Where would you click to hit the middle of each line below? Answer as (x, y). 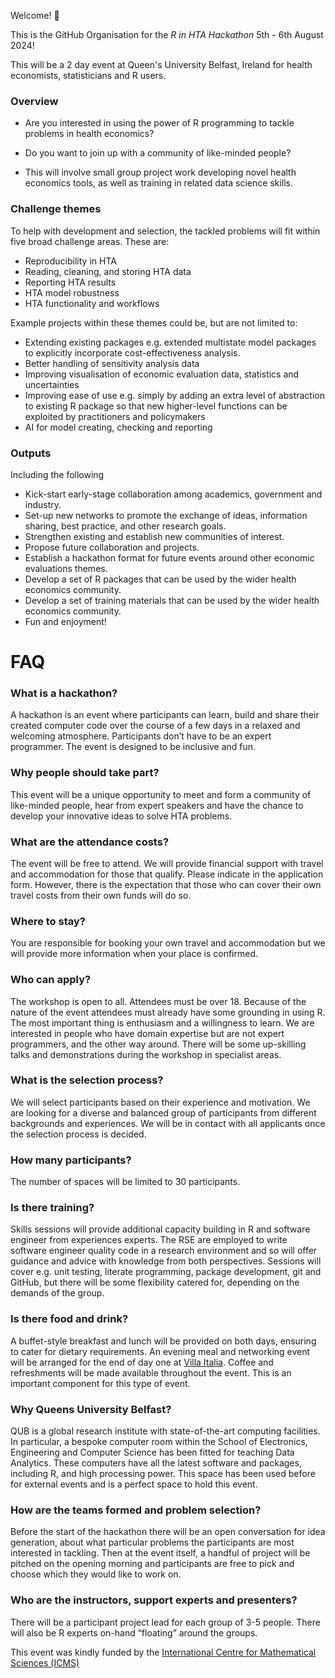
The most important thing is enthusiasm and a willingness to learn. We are (162, 1022)
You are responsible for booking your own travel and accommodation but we (168, 943)
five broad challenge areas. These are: (90, 241)
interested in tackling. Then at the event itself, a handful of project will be (160, 1553)
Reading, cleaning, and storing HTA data (108, 271)
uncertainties (52, 384)
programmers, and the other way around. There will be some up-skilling (158, 1044)
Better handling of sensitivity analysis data (112, 363)
